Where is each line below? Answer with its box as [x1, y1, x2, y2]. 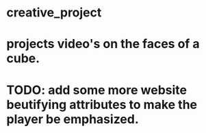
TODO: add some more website [6, 82, 188, 97]
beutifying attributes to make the [6, 97, 198, 112]
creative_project [6, 5, 102, 21]
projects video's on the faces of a [6, 36, 200, 52]
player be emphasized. [6, 111, 140, 127]
